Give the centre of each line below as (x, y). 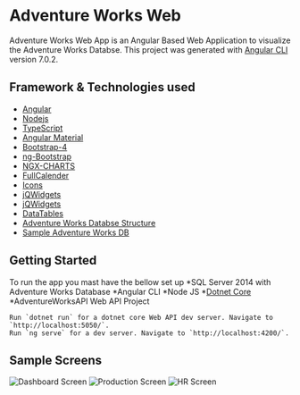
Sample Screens (56, 360)
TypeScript (42, 128)
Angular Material (53, 137)
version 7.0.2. (34, 59)
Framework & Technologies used (102, 87)
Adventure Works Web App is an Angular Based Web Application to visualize (150, 40)
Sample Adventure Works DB (75, 232)
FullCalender (46, 175)
